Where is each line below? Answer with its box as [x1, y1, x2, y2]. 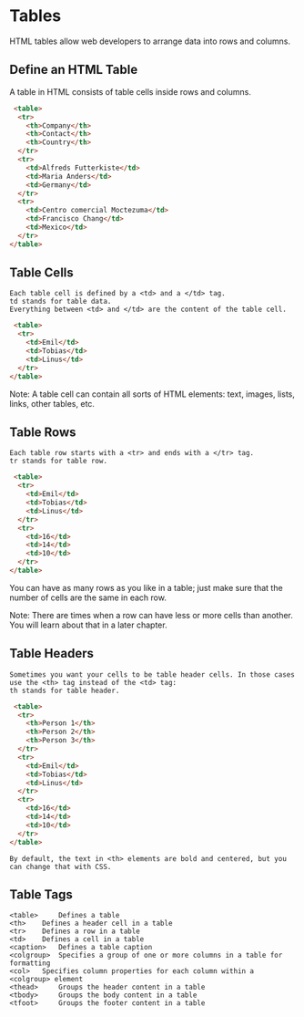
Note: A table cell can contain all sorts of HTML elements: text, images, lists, [9, 389, 296, 400]
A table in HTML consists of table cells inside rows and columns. [9, 86, 252, 97]
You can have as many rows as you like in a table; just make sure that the [9, 582, 284, 593]
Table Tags [9, 887, 73, 902]
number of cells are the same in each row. [9, 592, 167, 603]
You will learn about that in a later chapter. [9, 619, 167, 630]
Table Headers [9, 646, 94, 661]
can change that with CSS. [9, 862, 112, 871]
